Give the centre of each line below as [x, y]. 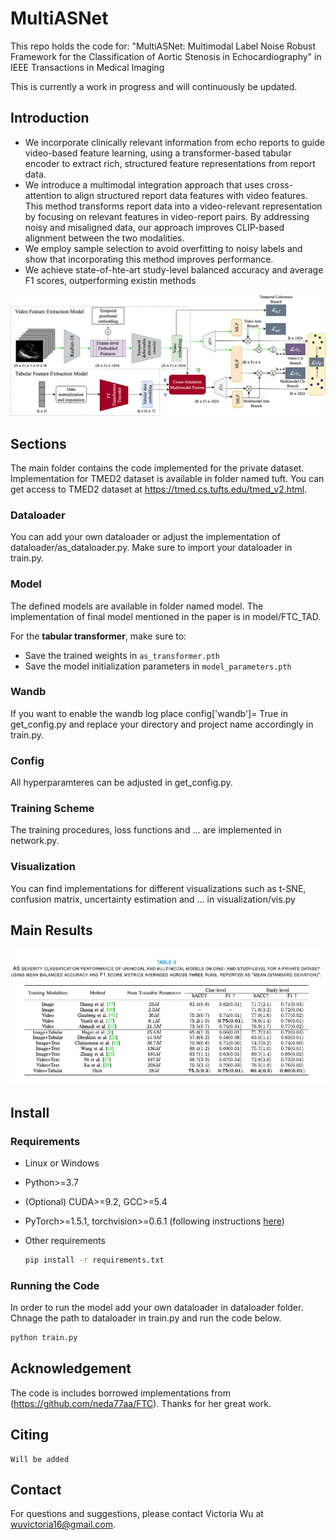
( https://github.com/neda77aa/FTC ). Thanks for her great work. [141, 1403]
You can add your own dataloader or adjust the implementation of [145, 537]
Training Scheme [52, 809]
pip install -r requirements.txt [94, 1260]
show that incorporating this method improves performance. [149, 259]
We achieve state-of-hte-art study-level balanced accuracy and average [174, 269]
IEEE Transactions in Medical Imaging [87, 67]
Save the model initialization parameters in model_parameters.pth [158, 666]
